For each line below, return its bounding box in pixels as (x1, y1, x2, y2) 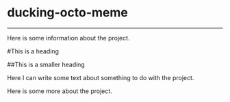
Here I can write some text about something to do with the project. (7, 73, 194, 81)
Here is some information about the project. (7, 34, 130, 42)
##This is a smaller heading (7, 60, 86, 68)
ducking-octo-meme (7, 5, 128, 21)
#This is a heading (7, 47, 60, 55)
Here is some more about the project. (7, 87, 113, 95)
